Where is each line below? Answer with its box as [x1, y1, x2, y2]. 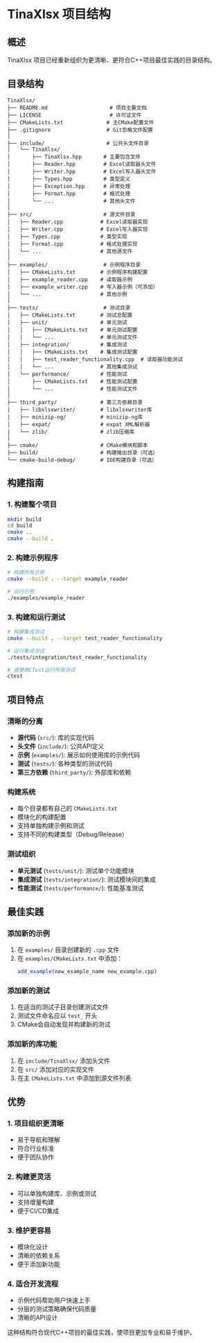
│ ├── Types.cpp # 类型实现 [7, 233, 128, 240]
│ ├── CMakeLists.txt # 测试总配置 [7, 312, 133, 319]
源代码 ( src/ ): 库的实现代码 [17, 734, 95, 742]
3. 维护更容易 [7, 1226, 51, 1235]
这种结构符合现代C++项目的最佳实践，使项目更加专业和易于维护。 [7, 1328, 196, 1337]
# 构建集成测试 [7, 629, 45, 636]
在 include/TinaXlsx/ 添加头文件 [17, 1056, 111, 1065]
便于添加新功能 [17, 1260, 60, 1269]
